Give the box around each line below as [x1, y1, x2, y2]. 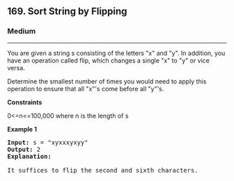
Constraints [7, 97, 42, 107]
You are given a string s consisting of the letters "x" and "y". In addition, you [7, 49, 226, 57]
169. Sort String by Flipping [7, 6, 127, 17]
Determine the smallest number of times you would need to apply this [7, 77, 207, 86]
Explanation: [7, 152, 52, 160]
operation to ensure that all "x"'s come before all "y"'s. [7, 84, 164, 93]
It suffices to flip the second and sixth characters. [7, 166, 198, 174]
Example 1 [7, 125, 37, 133]
